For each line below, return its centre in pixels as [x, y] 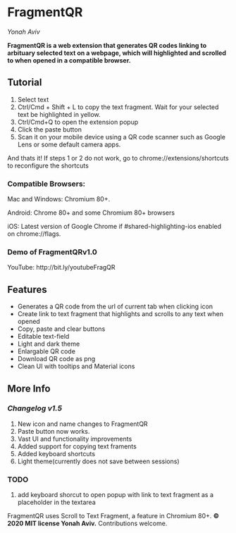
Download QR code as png [56, 359]
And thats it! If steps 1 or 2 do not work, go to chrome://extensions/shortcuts [118, 158]
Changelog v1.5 [35, 408]
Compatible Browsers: [46, 184]
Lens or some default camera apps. [69, 144]
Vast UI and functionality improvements [75, 439]
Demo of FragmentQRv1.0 [52, 252]
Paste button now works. [54, 431]
